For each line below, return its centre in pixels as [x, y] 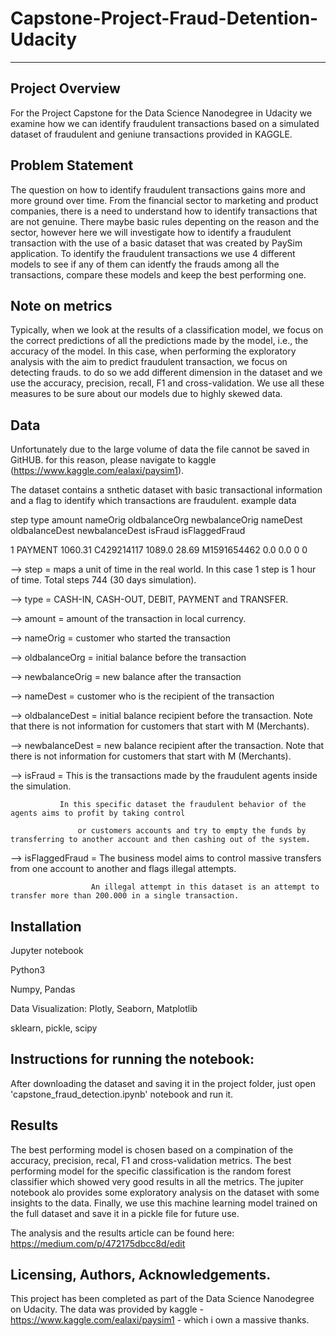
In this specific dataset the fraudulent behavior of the [183, 805]
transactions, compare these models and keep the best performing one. [158, 274]
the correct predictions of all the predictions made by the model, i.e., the [159, 341]
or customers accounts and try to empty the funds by [192, 831]
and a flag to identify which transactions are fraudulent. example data [153, 501]
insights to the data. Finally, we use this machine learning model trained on [164, 1203]
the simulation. [41, 786]
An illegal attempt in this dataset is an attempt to [205, 887]
